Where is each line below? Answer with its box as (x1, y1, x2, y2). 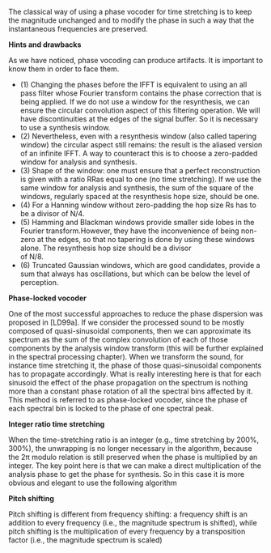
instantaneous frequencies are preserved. (8, 24, 148, 33)
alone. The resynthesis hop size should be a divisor (19, 243, 192, 253)
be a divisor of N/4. (19, 209, 85, 218)
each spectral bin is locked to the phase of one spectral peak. (8, 404, 214, 413)
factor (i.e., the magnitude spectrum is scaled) (8, 535, 163, 545)
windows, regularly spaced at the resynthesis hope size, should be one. (19, 192, 260, 201)
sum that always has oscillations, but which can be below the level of (19, 269, 251, 279)
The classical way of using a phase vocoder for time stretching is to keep (8, 7, 252, 16)
